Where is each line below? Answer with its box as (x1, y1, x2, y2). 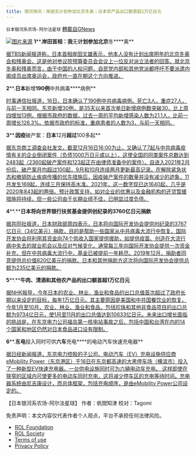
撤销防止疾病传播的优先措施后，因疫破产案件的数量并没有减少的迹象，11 (16, 173, 190, 180)
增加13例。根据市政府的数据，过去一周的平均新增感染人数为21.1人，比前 (10, 112, 184, 119)
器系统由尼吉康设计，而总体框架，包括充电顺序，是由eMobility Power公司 (6, 379, 183, 386)
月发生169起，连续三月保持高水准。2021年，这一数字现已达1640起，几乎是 (6, 180, 186, 187)
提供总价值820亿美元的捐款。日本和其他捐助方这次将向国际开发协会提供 (10, 256, 185, 264)
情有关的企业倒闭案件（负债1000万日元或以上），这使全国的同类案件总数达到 (6, 151, 190, 158)
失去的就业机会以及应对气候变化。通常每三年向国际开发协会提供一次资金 (16, 242, 190, 249)
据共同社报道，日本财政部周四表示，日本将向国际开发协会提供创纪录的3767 (6, 220, 187, 227)
